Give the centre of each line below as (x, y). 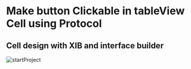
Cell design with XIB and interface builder (85, 46)
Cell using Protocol (54, 23)
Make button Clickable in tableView (95, 11)
